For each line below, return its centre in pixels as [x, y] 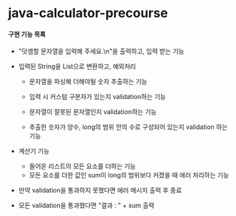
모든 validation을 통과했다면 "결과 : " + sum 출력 [86, 205]
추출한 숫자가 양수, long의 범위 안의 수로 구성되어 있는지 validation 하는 [128, 127]
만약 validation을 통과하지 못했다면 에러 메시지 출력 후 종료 [100, 190]
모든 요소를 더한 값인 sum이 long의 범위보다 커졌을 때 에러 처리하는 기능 [129, 175]
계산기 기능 [34, 151]
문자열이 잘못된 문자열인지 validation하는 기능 [93, 112]
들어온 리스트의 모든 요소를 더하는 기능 [82, 166]
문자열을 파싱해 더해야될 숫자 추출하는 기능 [88, 82]
